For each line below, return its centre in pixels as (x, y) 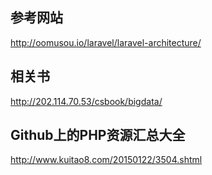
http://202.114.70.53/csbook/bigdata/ (86, 101)
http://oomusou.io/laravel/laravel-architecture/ (106, 42)
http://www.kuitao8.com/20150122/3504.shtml (106, 160)
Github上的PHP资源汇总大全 (98, 135)
